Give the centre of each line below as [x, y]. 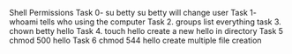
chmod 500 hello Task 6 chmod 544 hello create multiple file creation [135, 40]
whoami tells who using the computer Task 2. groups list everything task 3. [146, 22]
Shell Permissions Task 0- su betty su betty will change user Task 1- [133, 13]
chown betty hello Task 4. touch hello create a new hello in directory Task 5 [146, 31]
